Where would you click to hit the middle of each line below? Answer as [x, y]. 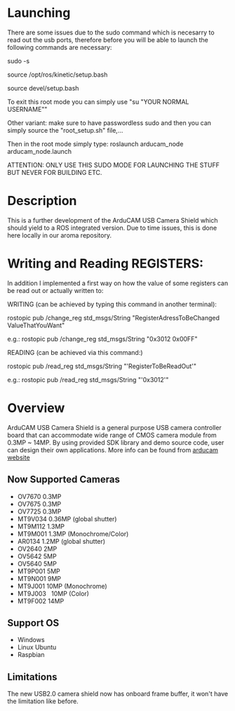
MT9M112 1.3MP [41, 526]
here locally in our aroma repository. [60, 235]
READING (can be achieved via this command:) [75, 352]
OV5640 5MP [37, 563]
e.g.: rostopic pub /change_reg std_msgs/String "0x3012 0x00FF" [102, 339]
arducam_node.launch [40, 151]
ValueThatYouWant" [36, 325]
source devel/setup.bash [43, 88]
